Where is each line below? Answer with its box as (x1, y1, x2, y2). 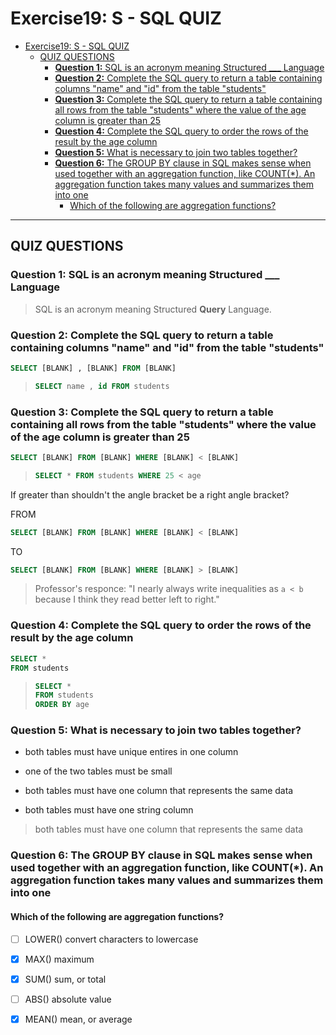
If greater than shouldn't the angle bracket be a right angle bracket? (10, 488, 290, 501)
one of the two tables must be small (24, 765, 173, 777)
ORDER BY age (34, 700, 90, 710)
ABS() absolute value (24, 993, 112, 1005)
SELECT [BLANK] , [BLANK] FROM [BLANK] (10, 363, 177, 373)
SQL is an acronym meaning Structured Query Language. (34, 303, 272, 315)
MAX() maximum (24, 953, 95, 965)
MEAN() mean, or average (24, 1013, 133, 1025)
